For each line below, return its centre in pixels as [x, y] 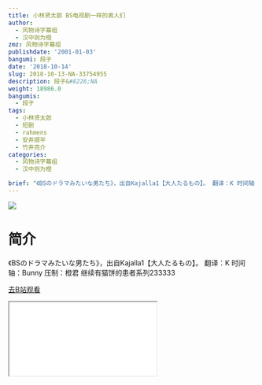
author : [21, 23]
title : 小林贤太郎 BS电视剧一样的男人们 [67, 15]
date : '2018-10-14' [40, 67]
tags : [17, 111]
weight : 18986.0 [35, 89]
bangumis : [24, 96]
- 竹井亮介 [31, 147]
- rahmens [31, 132]
